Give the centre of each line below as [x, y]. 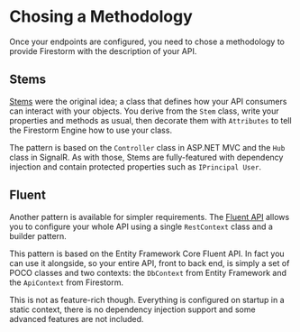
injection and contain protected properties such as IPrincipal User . [136, 166]
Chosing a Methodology [101, 17]
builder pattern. [38, 235]
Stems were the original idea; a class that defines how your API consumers [148, 101]
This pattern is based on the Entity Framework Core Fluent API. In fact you [147, 254]
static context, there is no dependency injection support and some [132, 309]
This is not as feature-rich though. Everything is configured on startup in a [147, 300]
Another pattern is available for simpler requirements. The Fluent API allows [150, 217]
